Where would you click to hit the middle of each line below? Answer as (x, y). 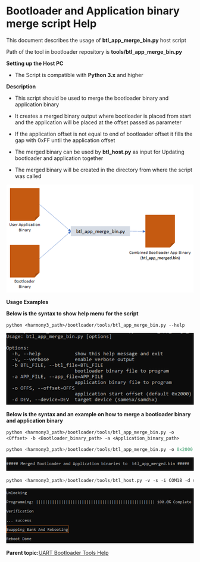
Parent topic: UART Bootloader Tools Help (57, 553)
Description (21, 86)
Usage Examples (27, 302)
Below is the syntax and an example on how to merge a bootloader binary (99, 414)
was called (28, 176)
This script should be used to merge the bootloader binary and (92, 98)
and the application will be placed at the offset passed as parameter (98, 122)
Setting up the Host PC (35, 63)
